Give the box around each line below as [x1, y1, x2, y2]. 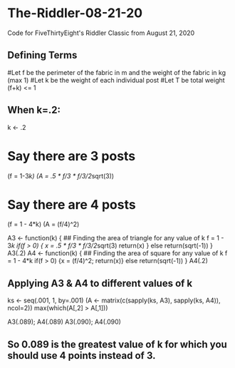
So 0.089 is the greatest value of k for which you [7, 338, 228, 350]
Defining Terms [7, 49, 78, 61]
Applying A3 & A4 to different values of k [7, 277, 193, 290]
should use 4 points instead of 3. [7, 349, 156, 362]
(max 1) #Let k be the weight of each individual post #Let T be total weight [7, 76, 226, 84]
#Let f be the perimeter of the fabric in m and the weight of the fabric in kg [7, 68, 226, 76]
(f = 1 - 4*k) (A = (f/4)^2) [7, 220, 80, 229]
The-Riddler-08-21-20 [7, 5, 143, 21]
